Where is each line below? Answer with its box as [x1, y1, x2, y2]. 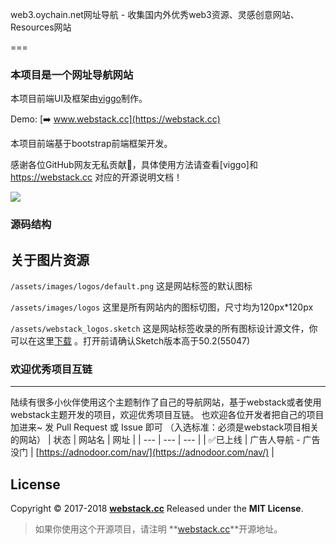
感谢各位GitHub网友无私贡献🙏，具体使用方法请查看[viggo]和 [10, 159, 258, 171]
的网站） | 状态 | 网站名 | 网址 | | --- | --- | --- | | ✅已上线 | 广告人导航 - [10, 434, 301, 446]
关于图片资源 [10, 251, 90, 268]
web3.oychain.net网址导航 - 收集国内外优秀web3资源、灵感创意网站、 [10, 9, 300, 20]
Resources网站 [10, 21, 72, 33]
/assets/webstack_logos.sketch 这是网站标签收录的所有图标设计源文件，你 [10, 323, 318, 335]
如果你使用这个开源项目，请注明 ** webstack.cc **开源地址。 [34, 523, 283, 535]
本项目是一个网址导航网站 [10, 68, 134, 82]
